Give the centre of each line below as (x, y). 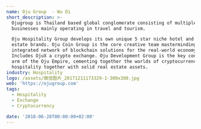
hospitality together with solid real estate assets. (80, 67)
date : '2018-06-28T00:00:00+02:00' (51, 116)
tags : (13, 89)
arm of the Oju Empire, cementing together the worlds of (86, 61)
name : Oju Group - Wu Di (38, 12)
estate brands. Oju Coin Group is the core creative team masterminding (104, 45)
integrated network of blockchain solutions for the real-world (93, 50)
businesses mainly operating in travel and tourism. (79, 28)
